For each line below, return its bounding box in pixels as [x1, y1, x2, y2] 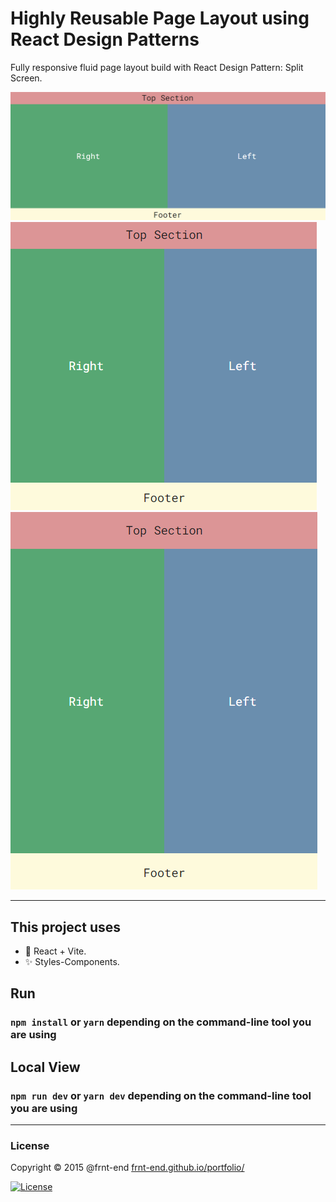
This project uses [10, 918, 121, 936]
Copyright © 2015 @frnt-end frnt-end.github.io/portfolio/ [10, 1162, 245, 1174]
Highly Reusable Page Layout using [10, 7, 310, 30]
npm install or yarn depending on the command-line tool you [10, 1015, 312, 1029]
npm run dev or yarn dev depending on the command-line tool [10, 1088, 312, 1102]
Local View [10, 1058, 81, 1076]
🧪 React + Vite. [24, 945, 87, 957]
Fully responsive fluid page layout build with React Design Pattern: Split [10, 61, 304, 73]
